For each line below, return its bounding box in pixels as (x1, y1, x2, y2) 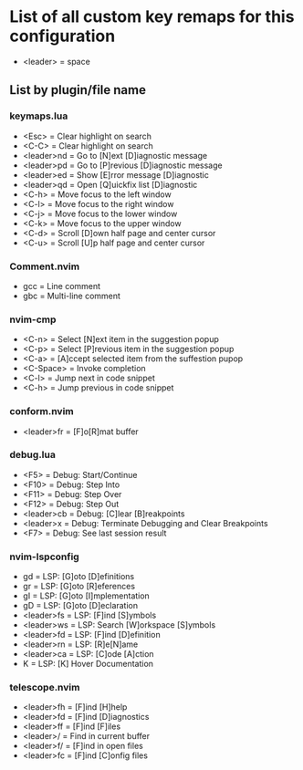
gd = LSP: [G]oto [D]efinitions (22, 571, 135, 582)
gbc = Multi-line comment (22, 290, 121, 301)
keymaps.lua (9, 109, 68, 122)
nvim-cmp (9, 313, 57, 326)
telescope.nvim (9, 682, 80, 694)
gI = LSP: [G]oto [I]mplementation (22, 590, 151, 601)
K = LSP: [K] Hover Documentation (22, 659, 153, 670)
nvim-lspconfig (9, 550, 79, 563)
